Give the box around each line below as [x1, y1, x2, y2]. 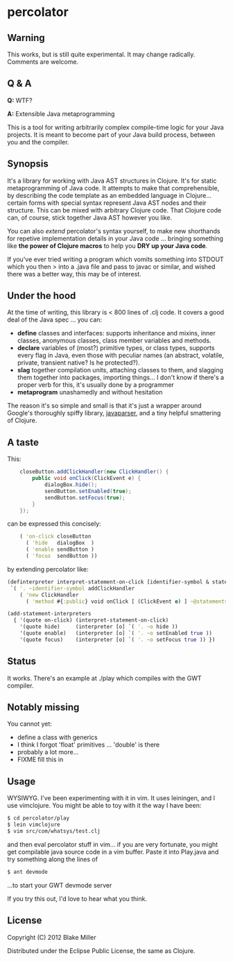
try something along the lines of [7, 855, 98, 863]
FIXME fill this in [17, 755, 64, 764]
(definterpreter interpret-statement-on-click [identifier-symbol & [7, 578, 209, 586]
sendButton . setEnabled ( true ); [44, 488, 132, 495]
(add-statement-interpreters [7, 611, 92, 617]
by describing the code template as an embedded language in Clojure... [7, 191, 212, 199]
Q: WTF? [7, 96, 33, 104]
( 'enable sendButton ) [25, 546, 95, 553]
